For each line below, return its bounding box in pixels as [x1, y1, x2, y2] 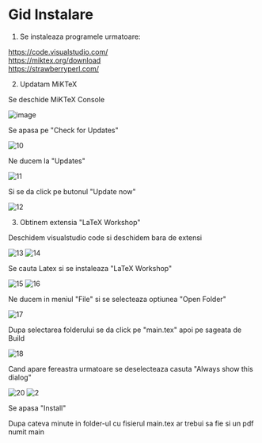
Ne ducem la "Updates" [8, 156, 85, 166]
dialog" [8, 372, 32, 382]
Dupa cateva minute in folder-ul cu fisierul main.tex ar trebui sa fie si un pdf [8, 418, 254, 428]
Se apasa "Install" [8, 403, 66, 413]
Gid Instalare [8, 6, 93, 24]
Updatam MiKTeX [19, 79, 78, 89]
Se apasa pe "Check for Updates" [8, 125, 119, 135]
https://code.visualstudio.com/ [8, 47, 108, 56]
